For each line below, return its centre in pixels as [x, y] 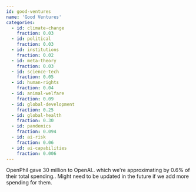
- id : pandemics [31, 126]
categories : [21, 22]
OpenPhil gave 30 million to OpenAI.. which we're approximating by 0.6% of [98, 170]
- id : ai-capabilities [39, 148]
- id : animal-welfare [38, 93]
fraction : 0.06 [35, 142]
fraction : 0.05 [35, 77]
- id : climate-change [38, 28]
